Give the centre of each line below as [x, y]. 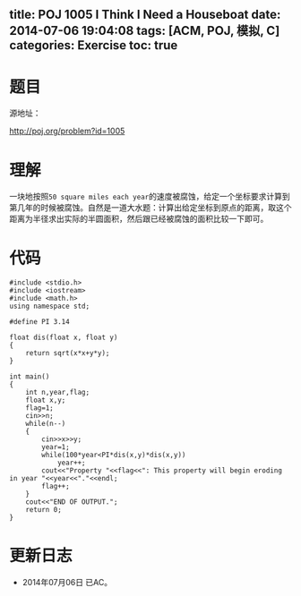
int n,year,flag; [58, 393]
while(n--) [46, 424]
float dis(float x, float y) [64, 338]
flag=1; [39, 408]
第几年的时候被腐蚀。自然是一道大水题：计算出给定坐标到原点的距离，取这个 [150, 208]
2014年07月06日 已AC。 [67, 583]
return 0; [44, 510]
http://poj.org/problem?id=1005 [67, 131]
